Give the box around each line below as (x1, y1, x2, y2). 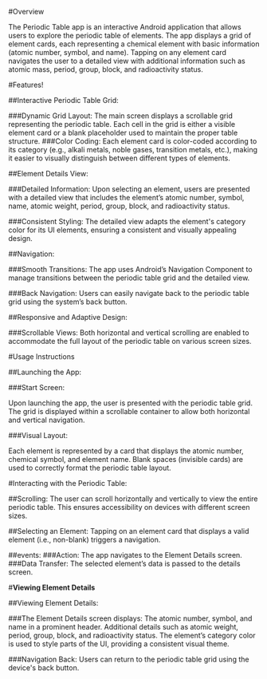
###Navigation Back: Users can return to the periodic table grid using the (8, 654, 249, 664)
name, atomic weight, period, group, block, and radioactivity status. (8, 201, 230, 211)
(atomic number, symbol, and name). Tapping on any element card (8, 48, 227, 57)
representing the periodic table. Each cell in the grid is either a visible (8, 120, 236, 128)
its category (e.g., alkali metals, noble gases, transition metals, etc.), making (8, 145, 257, 154)
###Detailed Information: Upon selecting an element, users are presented (8, 184, 250, 194)
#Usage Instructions (8, 352, 75, 361)
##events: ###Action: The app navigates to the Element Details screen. (8, 551, 243, 559)
